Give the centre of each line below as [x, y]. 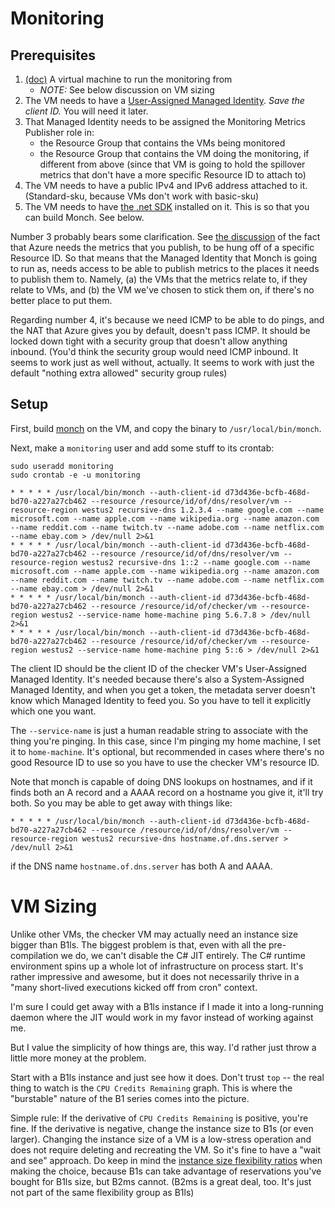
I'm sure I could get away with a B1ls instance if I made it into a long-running [167, 1006]
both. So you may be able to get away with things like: [121, 803]
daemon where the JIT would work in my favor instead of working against [162, 1017]
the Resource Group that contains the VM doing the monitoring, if [174, 153]
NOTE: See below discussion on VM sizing [127, 90]
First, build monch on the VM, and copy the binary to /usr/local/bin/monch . [166, 428]
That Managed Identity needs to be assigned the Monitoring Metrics [165, 121]
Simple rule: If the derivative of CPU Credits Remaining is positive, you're [159, 1118]
